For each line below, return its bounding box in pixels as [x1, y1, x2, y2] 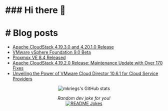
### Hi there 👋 [5, 4, 66, 16]
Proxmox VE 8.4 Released [12, 54, 66, 60]
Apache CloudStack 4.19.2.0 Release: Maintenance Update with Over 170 [12, 60, 163, 66]
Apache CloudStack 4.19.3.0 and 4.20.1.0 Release [12, 44, 114, 50]
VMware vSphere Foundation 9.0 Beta [12, 49, 91, 55]
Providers [12, 76, 32, 82]
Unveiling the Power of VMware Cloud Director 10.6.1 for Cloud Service [12, 70, 158, 76]
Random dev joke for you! [57, 95, 111, 101]
